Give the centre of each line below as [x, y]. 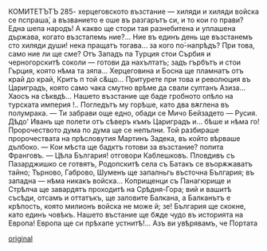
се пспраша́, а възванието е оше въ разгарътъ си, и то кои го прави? [126, 20]
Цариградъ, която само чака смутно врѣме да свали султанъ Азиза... [127, 88]
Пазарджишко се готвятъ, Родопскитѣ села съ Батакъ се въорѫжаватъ [131, 164]
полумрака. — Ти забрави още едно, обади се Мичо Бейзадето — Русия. [133, 113]
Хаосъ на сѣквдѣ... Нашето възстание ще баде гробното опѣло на [121, 96]
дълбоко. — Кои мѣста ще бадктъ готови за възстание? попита [116, 147]
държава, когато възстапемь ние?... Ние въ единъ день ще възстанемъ [131, 37]
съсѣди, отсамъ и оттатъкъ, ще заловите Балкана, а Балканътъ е [120, 198]
